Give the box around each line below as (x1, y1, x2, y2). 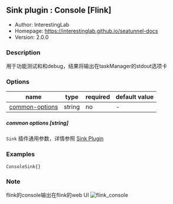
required (85, 93, 110, 101)
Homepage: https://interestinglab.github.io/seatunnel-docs (14, 27, 158, 34)
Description (6, 48, 41, 56)
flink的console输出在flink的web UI (6, 191, 89, 198)
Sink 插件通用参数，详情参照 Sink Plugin (6, 135, 104, 142)
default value (115, 93, 154, 101)
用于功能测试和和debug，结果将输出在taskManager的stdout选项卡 (6, 63, 168, 70)
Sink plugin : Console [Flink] (6, 5, 112, 15)
